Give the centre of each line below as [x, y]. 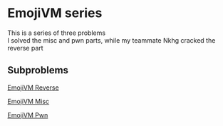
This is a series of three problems [56, 33]
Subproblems [38, 70]
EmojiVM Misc [28, 101]
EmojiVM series [55, 13]
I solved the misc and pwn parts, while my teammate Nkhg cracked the [111, 40]
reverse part [26, 48]
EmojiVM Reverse [33, 88]
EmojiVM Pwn [28, 115]
